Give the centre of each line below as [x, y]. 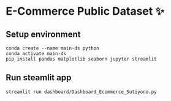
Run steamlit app [39, 78]
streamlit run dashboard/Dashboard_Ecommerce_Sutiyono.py [81, 92]
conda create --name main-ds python [52, 48]
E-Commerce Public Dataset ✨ [85, 11]
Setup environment [43, 34]
